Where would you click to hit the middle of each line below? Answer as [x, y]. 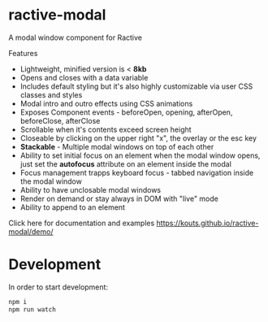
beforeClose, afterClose [60, 120]
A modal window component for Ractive [75, 37]
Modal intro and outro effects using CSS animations [106, 103]
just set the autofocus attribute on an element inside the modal [125, 163]
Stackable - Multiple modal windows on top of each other [117, 146]
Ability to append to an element [73, 207]
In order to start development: [58, 287]
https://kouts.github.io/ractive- [207, 223]
